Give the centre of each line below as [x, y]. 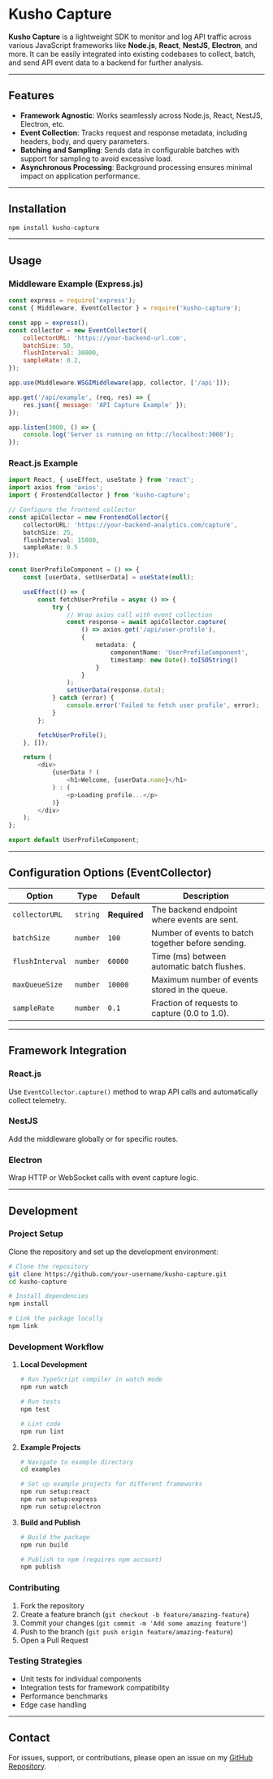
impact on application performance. [80, 176]
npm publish [40, 1567]
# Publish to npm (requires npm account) [91, 1560]
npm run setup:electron [61, 1507]
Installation [37, 209]
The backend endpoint [195, 909]
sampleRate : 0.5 [51, 548]
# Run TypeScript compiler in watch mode [91, 1380]
